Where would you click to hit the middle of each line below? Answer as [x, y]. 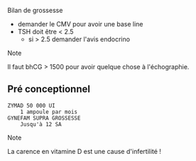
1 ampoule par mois [49, 112]
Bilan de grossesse [35, 10]
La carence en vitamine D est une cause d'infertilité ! [85, 151]
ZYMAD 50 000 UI [31, 105]
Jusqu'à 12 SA [41, 124]
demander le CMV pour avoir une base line [80, 24]
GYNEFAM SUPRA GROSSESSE [44, 118]
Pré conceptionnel [49, 89]
